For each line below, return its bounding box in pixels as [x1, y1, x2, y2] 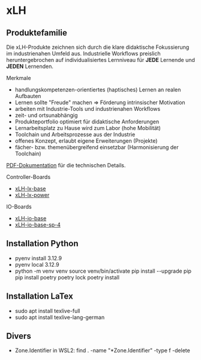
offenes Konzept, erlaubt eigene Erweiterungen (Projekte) [14, 137, 158, 144]
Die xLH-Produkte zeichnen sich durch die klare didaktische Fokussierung [6, 43, 190, 51]
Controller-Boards [6, 173, 51, 181]
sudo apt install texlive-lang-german [14, 314, 105, 321]
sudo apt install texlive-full [14, 307, 80, 314]
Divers [6, 331, 31, 341]
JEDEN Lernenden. [6, 63, 54, 70]
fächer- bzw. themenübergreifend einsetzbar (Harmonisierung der [14, 144, 179, 151]
